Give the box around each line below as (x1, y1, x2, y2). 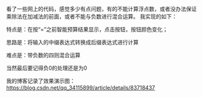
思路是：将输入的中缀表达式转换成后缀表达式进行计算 (6, 39, 139, 45)
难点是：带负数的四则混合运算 (6, 52, 80, 59)
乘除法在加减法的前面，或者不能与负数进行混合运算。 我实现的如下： (6, 13, 177, 20)
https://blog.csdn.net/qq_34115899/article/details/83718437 (6, 84, 155, 91)
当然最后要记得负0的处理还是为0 (6, 64, 88, 72)
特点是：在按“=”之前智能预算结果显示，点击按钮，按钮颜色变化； (6, 26, 168, 33)
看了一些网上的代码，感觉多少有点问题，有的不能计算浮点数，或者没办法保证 (6, 5, 197, 12)
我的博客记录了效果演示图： (6, 78, 76, 84)
